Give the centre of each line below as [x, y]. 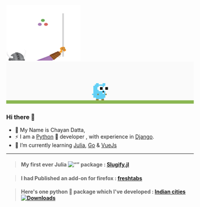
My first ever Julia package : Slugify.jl [75, 164]
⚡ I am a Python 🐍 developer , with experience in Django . [85, 137]
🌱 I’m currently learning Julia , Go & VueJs [66, 145]
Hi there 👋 [21, 117]
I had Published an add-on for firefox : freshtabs [82, 178]
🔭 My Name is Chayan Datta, [50, 130]
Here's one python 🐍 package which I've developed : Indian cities [103, 192]
